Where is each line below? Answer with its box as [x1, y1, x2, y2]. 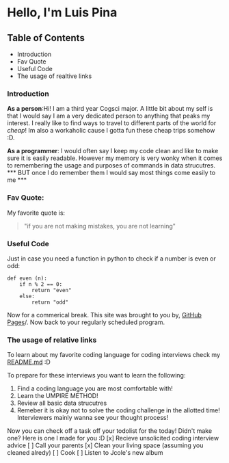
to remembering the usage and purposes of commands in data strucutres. [7, 161, 215, 170]
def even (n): [7, 275, 48, 282]
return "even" [31, 287, 72, 293]
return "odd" [31, 299, 69, 306]
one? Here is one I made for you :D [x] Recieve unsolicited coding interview [7, 434, 219, 442]
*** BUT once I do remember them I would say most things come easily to [7, 169, 216, 177]
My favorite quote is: [7, 209, 66, 217]
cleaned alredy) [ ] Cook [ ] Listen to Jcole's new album [7, 449, 163, 457]
